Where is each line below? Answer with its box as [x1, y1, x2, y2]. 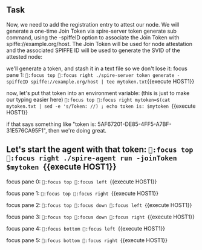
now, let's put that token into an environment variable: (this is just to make [6, 89, 190, 96]
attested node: [6, 53, 42, 60]
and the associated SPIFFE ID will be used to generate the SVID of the [6, 47, 180, 54]
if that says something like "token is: [6, 120, 97, 128]
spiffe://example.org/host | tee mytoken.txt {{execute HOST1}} [30, 77, 195, 85]
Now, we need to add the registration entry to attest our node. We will [6, 21, 180, 28]
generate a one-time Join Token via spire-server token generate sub [6, 27, 177, 35]
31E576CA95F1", [6, 127, 47, 134]
